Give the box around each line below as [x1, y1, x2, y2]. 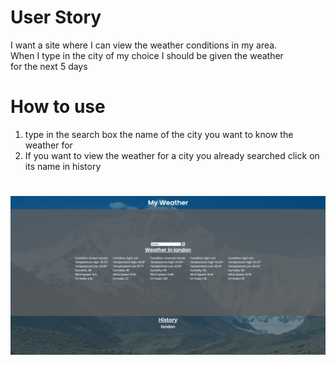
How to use [10, 96, 106, 118]
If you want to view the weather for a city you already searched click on [24, 149, 320, 161]
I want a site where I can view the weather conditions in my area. [10, 39, 278, 51]
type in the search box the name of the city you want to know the [24, 128, 294, 140]
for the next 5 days [10, 60, 88, 72]
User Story [10, 6, 102, 29]
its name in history [24, 160, 102, 172]
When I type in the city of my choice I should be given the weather [10, 49, 284, 61]
